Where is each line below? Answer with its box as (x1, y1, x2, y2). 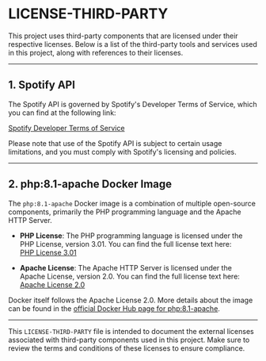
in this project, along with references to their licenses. (8, 48, 184, 57)
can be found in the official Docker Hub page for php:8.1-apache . (8, 303, 220, 313)
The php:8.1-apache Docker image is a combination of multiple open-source (8, 198, 256, 208)
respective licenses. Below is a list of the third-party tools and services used (8, 39, 257, 48)
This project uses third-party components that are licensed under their (8, 31, 239, 40)
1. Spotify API (8, 79, 75, 92)
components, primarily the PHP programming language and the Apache (8, 207, 241, 217)
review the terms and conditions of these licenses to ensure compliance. (8, 343, 245, 353)
